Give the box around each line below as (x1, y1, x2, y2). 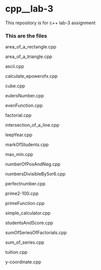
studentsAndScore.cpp (5, 220, 54, 226)
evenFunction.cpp (5, 102, 43, 109)
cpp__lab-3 (5, 3, 54, 15)
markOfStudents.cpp (5, 142, 49, 148)
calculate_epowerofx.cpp (5, 73, 58, 79)
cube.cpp (5, 83, 25, 89)
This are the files (5, 32, 47, 39)
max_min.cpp (5, 151, 33, 157)
